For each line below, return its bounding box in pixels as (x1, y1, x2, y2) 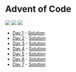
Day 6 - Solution (12, 56, 46, 62)
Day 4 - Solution (12, 45, 46, 51)
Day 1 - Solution (12, 30, 45, 36)
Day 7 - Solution (12, 61, 46, 67)
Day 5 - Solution (12, 51, 46, 57)
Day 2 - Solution (12, 35, 46, 41)
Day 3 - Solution (12, 40, 46, 46)
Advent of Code (5, 3, 72, 15)
